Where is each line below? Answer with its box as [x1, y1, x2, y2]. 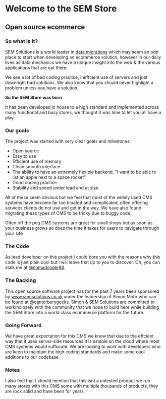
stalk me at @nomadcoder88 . [5, 265, 65, 270]
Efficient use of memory [12, 158, 62, 164]
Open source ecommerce [5, 23, 85, 31]
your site [5, 230, 23, 236]
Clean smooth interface [12, 164, 60, 170]
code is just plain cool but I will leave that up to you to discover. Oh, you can [5, 259, 160, 266]
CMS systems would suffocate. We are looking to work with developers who [5, 343, 161, 350]
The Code [5, 243, 29, 250]
